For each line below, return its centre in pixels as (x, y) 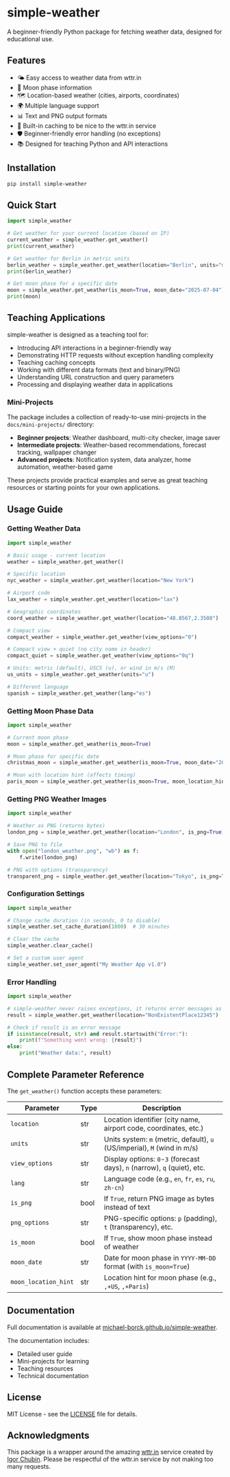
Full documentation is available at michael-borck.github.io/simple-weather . (112, 1327)
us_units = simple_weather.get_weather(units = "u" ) (81, 675)
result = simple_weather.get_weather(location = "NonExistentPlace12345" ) (113, 1015)
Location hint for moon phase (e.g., (160, 1278)
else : (15, 1047)
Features (26, 61)
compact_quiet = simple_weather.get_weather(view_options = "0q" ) (101, 656)
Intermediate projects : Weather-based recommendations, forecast (112, 445)
